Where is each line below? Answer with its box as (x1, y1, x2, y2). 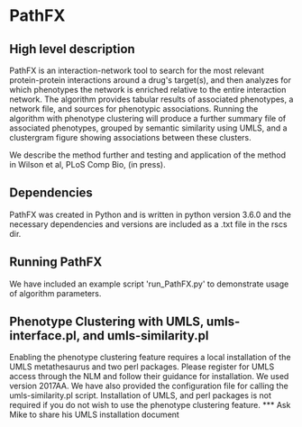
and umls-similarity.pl (82, 328, 209, 343)
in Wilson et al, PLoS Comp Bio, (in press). (9, 159, 166, 169)
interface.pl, (9, 328, 81, 343)
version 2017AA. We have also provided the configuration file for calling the (9, 380, 288, 392)
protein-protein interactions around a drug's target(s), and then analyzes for (9, 75, 291, 86)
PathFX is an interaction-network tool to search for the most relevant (9, 65, 264, 76)
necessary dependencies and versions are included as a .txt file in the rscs (9, 218, 288, 230)
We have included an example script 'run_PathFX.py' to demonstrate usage (9, 278, 289, 289)
